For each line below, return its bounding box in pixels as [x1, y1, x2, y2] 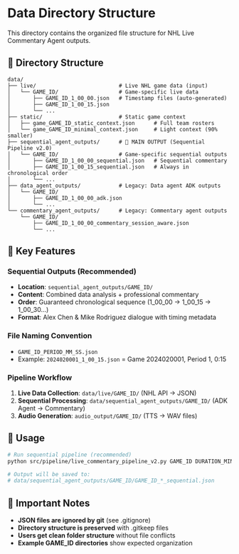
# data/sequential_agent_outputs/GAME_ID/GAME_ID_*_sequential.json [7, 477, 215, 485]
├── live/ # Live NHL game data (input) [7, 82, 208, 89]
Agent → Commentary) [17, 404, 85, 413]
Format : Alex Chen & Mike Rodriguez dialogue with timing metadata [17, 313, 217, 322]
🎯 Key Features [7, 245, 76, 258]
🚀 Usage [7, 432, 45, 444]
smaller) [7, 132, 33, 139]
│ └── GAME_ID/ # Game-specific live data [7, 88, 199, 96]
